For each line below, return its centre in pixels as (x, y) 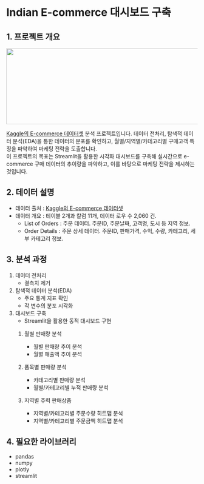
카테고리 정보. (47, 238)
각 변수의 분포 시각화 (49, 305)
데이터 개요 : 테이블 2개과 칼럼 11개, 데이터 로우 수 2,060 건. (86, 215)
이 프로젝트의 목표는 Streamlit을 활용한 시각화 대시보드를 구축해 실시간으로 (94, 156)
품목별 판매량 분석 (45, 367)
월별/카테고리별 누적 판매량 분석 (71, 387)
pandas (25, 457)
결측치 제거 (37, 283)
